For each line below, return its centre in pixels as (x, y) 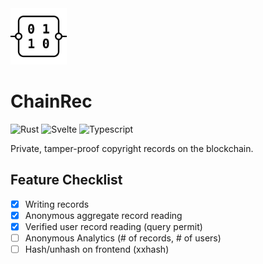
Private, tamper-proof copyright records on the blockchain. (132, 148)
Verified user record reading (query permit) (113, 226)
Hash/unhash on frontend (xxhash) (97, 249)
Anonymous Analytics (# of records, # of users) (123, 238)
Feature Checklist (66, 180)
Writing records (57, 204)
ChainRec (51, 101)
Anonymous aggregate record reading (103, 215)
